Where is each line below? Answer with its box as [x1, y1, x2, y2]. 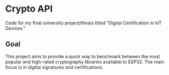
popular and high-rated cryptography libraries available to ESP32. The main [5, 59, 164, 65]
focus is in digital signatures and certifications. [5, 64, 104, 70]
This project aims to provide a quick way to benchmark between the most [5, 53, 160, 59]
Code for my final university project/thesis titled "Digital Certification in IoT [5, 20, 162, 26]
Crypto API [5, 3, 53, 15]
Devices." [5, 25, 26, 31]
